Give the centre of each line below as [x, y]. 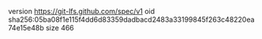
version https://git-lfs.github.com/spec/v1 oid [82, 11]
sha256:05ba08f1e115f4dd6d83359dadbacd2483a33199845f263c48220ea [131, 19]
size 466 [60, 28]
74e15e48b [26, 28]
